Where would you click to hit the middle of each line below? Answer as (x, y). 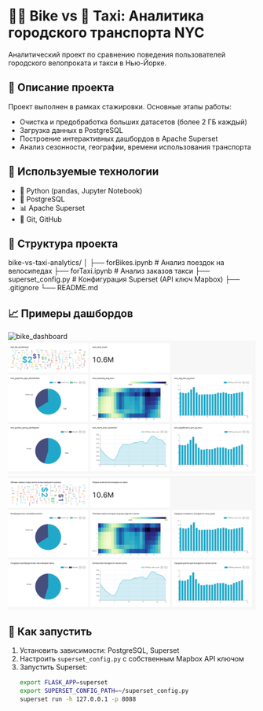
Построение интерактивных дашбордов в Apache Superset (119, 138)
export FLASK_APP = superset (64, 683)
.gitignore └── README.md (53, 288)
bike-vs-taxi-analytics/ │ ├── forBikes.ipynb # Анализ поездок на (117, 263)
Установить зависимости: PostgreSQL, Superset (99, 650)
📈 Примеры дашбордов (71, 313)
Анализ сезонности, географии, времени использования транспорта (135, 147)
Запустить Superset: (53, 667)
